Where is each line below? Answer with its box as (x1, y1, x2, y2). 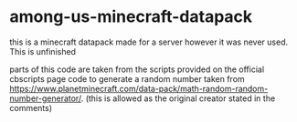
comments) (9, 102, 53, 113)
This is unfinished (9, 46, 76, 56)
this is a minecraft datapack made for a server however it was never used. (9, 36, 289, 47)
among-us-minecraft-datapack (9, 6, 253, 27)
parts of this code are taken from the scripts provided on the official (9, 64, 265, 75)
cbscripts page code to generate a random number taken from (9, 73, 245, 84)
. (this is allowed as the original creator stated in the (80, 93, 276, 104)
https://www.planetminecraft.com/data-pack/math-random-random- (9, 83, 269, 94)
